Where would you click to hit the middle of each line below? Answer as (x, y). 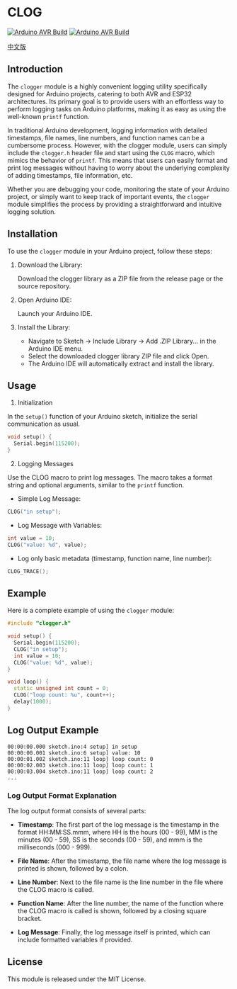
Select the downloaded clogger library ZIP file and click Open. (118, 356)
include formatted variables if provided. (75, 939)
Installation (33, 234)
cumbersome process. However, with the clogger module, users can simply (117, 145)
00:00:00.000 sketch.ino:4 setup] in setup (73, 747)
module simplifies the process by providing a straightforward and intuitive (115, 204)
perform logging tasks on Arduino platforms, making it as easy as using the (117, 109)
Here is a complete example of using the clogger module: (91, 611)
